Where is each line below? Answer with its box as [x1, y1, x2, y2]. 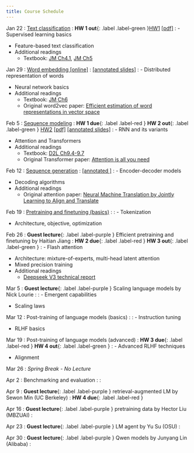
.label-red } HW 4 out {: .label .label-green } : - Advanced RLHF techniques [6, 343, 185, 350]
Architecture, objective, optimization [14, 220, 102, 227]
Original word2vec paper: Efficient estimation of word [23, 102, 153, 109]
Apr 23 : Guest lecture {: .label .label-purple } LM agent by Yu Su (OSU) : [6, 423, 181, 430]
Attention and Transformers [14, 137, 81, 144]
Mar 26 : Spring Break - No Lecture [6, 365, 91, 372]
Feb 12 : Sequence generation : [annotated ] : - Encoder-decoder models [6, 167, 182, 174]
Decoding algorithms [14, 178, 65, 185]
